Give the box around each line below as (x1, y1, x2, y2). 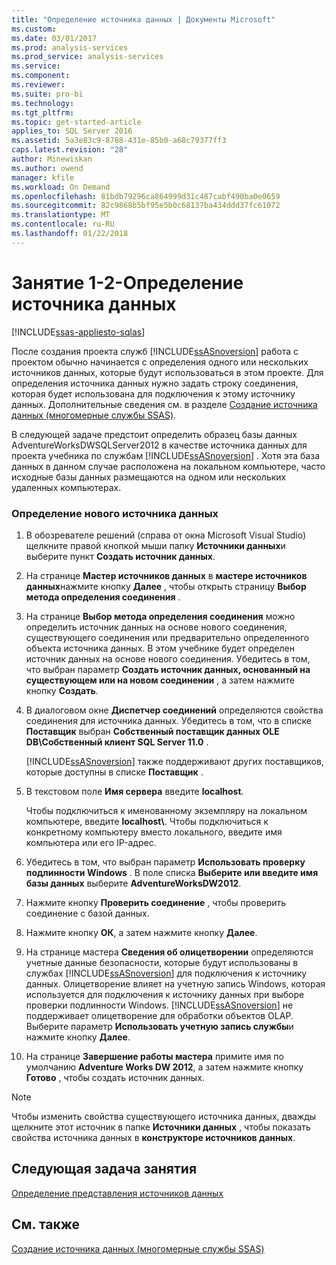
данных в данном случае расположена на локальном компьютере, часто (11, 460, 326, 472)
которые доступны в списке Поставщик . (25, 766, 204, 778)
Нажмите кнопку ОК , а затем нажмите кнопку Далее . (25, 926, 258, 938)
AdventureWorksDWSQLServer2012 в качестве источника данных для (11, 439, 308, 451)
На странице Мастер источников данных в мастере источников (25, 569, 308, 581)
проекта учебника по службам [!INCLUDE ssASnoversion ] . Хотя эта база (11, 449, 320, 461)
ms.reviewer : (11, 80, 66, 90)
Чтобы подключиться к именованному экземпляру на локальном (25, 804, 308, 816)
